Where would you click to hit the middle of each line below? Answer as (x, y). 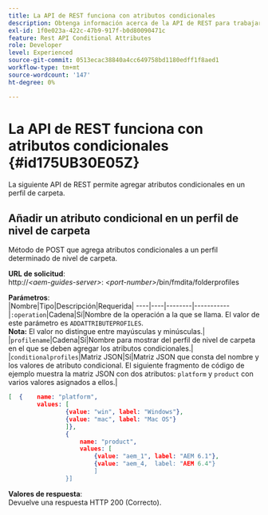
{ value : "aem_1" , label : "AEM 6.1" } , (156, 456)
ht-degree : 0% (32, 82)
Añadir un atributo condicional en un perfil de (124, 218)
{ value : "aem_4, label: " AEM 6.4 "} (155, 464)
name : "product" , (108, 442)
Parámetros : (29, 298)
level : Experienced (41, 53)
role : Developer (35, 45)
